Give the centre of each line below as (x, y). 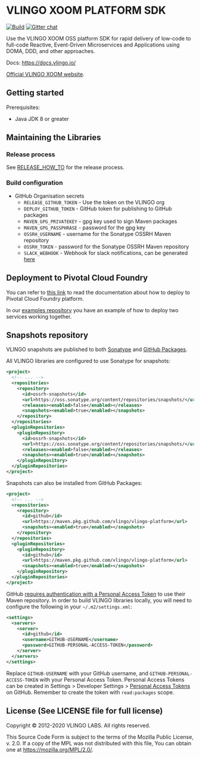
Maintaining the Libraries (54, 138)
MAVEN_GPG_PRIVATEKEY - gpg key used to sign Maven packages (100, 221)
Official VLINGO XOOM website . (45, 74)
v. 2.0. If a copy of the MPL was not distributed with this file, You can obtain (99, 743)
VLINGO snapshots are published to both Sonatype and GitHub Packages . (97, 350)
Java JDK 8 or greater (42, 119)
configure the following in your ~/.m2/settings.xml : (69, 606)
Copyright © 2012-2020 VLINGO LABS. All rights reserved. (78, 725)
